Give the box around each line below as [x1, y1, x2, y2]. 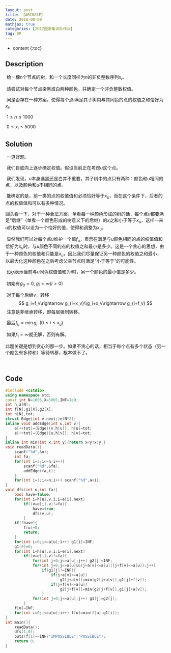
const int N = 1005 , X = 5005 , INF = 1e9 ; [5, 398, 79, 403]
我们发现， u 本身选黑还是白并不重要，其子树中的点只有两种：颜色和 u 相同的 [6, 176, 164, 182]
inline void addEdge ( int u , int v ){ [5, 421, 81, 426]
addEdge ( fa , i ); [23, 468, 56, 473]
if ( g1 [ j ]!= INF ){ [41, 568, 76, 573]
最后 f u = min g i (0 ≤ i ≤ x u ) [6, 320, 64, 327]
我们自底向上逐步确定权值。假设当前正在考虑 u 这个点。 [6, 165, 121, 171]
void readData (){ [5, 445, 42, 450]
